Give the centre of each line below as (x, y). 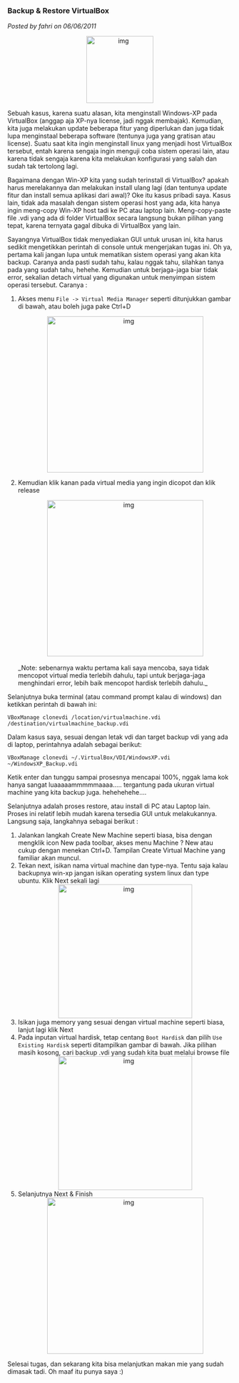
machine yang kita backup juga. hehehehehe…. (77, 793)
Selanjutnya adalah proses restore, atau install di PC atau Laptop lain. (109, 806)
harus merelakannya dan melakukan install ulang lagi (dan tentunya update (117, 188)
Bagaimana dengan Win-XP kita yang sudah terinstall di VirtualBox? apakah (118, 180)
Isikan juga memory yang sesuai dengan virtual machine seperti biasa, (121, 1022)
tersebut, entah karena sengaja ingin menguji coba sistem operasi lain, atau (118, 151)
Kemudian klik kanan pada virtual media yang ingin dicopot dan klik (117, 483)
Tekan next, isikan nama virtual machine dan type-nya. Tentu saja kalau (123, 865)
